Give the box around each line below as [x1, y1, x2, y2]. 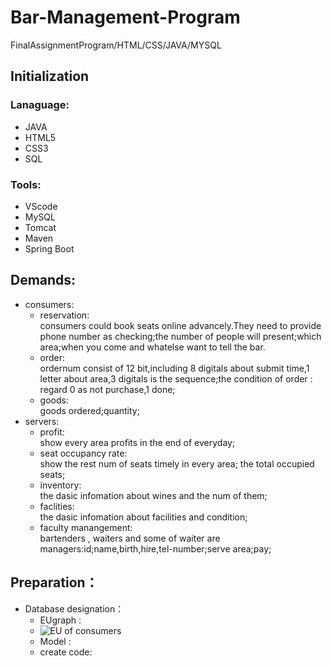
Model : [39, 635, 72, 647]
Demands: [10, 272, 77, 289]
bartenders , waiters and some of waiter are [39, 532, 221, 544]
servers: [24, 415, 60, 427]
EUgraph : [39, 614, 82, 626]
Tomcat [24, 221, 57, 233]
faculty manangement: [39, 521, 133, 533]
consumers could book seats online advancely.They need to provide [39, 319, 322, 331]
